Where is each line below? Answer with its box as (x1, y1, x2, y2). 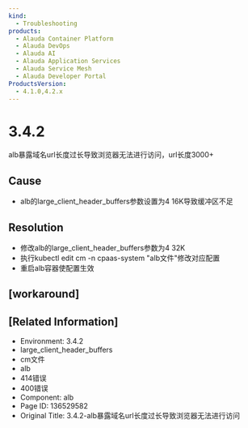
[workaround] (8, 287, 80, 301)
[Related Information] (8, 315, 119, 328)
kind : (8, 11, 27, 20)
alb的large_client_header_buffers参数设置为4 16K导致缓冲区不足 (19, 196, 233, 207)
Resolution (8, 220, 64, 234)
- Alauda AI (15, 49, 57, 58)
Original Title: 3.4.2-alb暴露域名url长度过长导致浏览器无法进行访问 (19, 411, 241, 421)
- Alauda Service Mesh (15, 65, 92, 73)
